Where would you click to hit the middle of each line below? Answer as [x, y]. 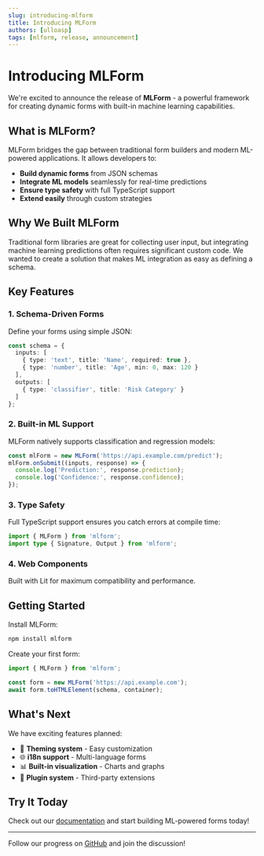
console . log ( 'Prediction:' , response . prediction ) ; [100, 470]
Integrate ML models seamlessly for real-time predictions [113, 182]
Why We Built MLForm [64, 223]
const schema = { [37, 346]
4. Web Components [48, 564]
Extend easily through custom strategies [86, 198]
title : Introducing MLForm [52, 23]
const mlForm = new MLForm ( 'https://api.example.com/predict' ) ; [115, 455]
